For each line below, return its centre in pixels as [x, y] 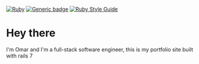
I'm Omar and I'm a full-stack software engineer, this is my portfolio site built [99, 49]
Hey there [31, 33]
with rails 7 [19, 56]
